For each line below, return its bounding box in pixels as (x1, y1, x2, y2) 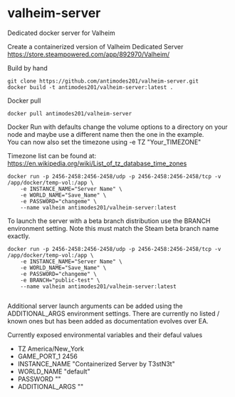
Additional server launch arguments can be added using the (7, 301, 183, 310)
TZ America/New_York (17, 344, 84, 353)
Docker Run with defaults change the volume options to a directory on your (7, 123, 228, 131)
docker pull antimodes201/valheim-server (7, 110, 132, 117)
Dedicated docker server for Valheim (7, 29, 115, 37)
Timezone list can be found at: (7, 151, 97, 160)
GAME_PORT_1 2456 (17, 351, 78, 361)
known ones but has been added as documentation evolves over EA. (7, 316, 209, 325)
